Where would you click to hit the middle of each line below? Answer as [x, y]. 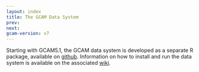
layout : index [24, 12]
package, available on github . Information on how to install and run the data [99, 57]
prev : [13, 22]
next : [13, 28]
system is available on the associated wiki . [59, 63]
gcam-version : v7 [28, 34]
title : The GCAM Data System [42, 17]
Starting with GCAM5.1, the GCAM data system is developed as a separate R [100, 50]
